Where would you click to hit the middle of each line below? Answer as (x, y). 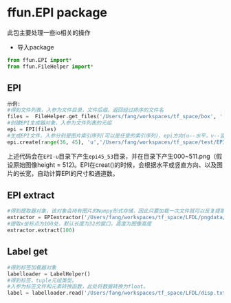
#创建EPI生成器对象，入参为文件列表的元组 (59, 123)
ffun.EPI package (57, 13)
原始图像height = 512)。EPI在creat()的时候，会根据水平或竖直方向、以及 (115, 165)
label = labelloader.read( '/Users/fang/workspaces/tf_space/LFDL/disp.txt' (118, 293)
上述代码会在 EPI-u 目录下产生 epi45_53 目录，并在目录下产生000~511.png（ (112, 156)
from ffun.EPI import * (40, 60)
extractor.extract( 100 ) (41, 231)
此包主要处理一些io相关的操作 (49, 32)
